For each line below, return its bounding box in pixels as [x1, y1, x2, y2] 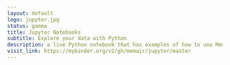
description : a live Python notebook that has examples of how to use [7, 41, 213, 48]
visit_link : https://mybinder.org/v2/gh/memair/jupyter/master [7, 48, 192, 55]
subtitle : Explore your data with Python [7, 35, 127, 42]
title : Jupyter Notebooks [7, 28, 81, 36]
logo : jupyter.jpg [7, 16, 60, 23]
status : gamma [7, 22, 48, 29]
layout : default [7, 9, 53, 17]
